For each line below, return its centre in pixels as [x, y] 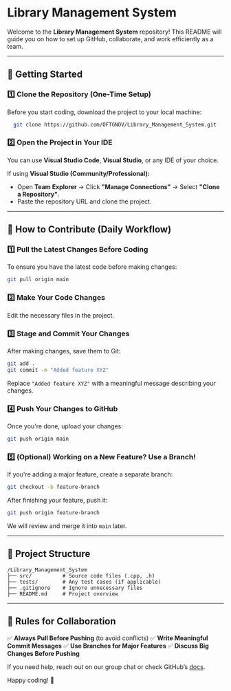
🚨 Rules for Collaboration [62, 621]
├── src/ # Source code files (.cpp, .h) [81, 575]
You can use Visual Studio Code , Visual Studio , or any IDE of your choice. [113, 160]
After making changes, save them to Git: [64, 351]
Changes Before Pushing [44, 653]
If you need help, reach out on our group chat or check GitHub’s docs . [106, 667]
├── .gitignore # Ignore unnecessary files [75, 588]
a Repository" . [38, 194]
